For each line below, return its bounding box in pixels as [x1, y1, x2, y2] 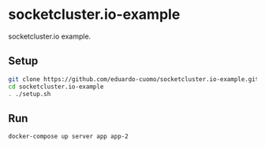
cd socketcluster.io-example [8, 83, 104, 91]
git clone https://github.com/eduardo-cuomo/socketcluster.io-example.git [8, 75, 259, 83]
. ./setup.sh [8, 90, 51, 98]
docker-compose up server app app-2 [8, 132, 129, 141]
